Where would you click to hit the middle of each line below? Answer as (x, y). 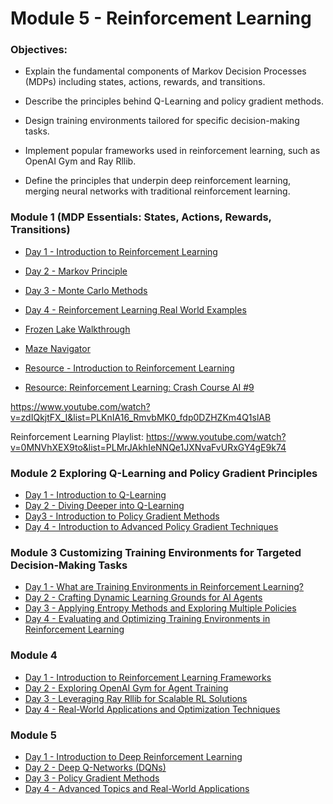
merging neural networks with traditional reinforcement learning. (157, 191)
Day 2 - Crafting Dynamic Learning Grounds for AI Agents (143, 598)
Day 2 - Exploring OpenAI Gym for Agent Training (126, 688)
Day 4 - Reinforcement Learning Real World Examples (135, 309)
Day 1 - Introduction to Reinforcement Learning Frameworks (148, 677)
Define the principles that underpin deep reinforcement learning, (158, 181)
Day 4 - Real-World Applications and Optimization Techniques (152, 709)
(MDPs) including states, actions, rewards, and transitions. (145, 82)
